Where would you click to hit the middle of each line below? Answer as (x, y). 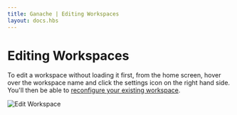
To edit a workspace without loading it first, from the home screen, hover (114, 75)
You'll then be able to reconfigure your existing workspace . (94, 90)
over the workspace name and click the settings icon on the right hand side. (118, 83)
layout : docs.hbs (33, 21)
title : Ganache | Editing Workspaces (63, 14)
